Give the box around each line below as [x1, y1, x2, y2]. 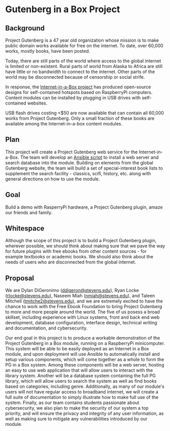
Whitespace [5, 224, 45, 233]
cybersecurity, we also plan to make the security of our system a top [5, 405, 149, 411]
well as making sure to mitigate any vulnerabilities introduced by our [5, 416, 148, 422]
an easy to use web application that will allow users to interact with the [5, 367, 153, 374]
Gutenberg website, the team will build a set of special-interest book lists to [5, 165, 163, 171]
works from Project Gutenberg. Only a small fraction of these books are [5, 115, 155, 121]
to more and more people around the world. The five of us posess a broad [5, 309, 160, 315]
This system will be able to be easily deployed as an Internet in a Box [5, 346, 150, 352]
